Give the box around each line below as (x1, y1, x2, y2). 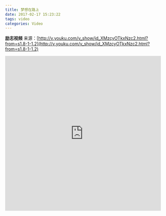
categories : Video (5, 21, 43, 26)
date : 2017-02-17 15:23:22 (5, 12, 61, 17)
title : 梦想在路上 (5, 7, 40, 12)
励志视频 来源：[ (5, 35, 39, 41)
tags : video (5, 16, 30, 21)
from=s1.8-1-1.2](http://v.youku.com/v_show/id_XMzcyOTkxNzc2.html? (5, 41, 150, 47)
